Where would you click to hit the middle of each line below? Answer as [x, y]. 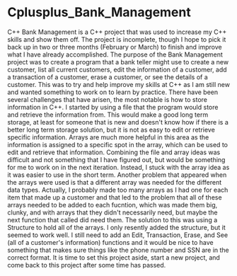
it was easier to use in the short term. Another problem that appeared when [117, 175]
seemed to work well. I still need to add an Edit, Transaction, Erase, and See [118, 235]
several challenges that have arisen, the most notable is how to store [107, 99]
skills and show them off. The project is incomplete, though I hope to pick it [117, 39]
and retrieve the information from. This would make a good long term [108, 115]
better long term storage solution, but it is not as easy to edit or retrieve [111, 130]
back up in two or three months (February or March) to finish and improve [115, 47]
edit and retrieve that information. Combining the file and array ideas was [114, 152]
